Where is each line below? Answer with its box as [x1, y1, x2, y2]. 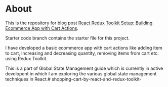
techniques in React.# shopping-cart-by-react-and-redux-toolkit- [5, 76, 142, 82]
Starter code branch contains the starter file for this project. [5, 35, 130, 41]
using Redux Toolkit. [5, 55, 48, 61]
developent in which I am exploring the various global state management [5, 70, 157, 76]
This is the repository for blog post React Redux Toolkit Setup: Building [5, 20, 153, 26]
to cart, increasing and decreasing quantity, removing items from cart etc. [5, 50, 159, 56]
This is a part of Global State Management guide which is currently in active [5, 65, 163, 71]
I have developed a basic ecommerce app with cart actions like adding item [5, 45, 163, 51]
